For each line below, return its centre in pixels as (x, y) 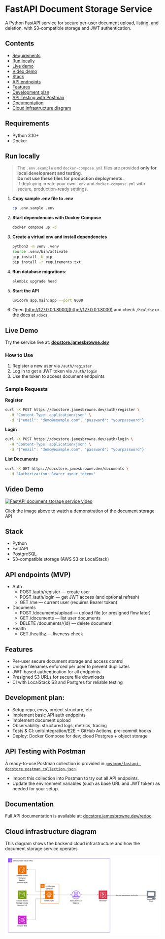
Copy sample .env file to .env (43, 199)
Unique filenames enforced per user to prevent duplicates (71, 667)
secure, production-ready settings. (52, 189)
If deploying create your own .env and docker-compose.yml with (81, 184)
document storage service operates (41, 849)
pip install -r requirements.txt (47, 262)
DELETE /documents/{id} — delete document (66, 623)
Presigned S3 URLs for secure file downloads (58, 677)
